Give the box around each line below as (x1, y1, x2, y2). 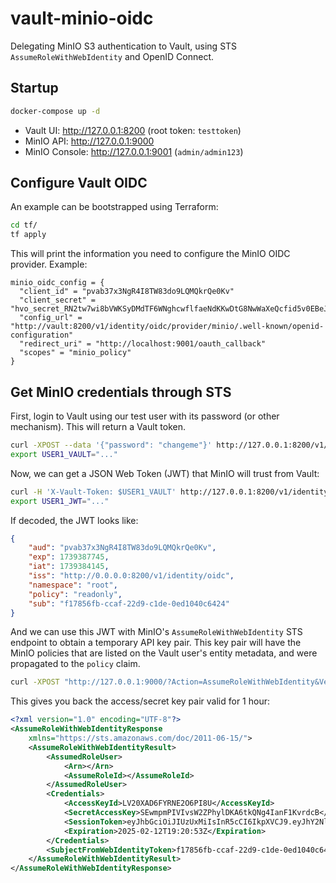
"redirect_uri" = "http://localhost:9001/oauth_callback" (19, 339, 267, 349)
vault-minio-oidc (10, 7, 154, 30)
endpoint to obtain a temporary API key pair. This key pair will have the (10, 637, 302, 649)
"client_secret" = (19, 295, 97, 306)
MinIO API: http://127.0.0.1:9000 (24, 135, 155, 147)
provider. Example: (10, 258, 88, 271)
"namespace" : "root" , (28, 580, 118, 590)
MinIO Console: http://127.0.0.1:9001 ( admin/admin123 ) (24, 145, 244, 157)
